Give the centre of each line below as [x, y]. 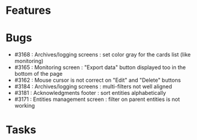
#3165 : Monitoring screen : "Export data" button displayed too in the [100, 67]
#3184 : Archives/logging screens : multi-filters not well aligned [93, 87]
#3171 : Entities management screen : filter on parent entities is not [97, 99]
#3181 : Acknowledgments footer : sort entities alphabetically [90, 93]
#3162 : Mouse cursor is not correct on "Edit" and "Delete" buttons [98, 80]
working [24, 106]
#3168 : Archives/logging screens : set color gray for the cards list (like [102, 55]
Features [28, 11]
